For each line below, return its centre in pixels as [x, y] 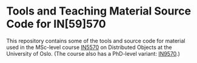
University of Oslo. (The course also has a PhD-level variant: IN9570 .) [93, 53]
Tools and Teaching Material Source [99, 11]
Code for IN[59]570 [56, 24]
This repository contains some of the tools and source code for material [96, 41]
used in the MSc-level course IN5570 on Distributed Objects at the [89, 47]
